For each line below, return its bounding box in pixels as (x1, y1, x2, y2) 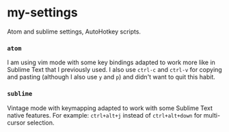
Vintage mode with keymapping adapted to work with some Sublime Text (7, 104, 213, 112)
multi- (203, 111, 221, 119)
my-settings (7, 5, 78, 21)
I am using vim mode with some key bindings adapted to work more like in (7, 58, 215, 66)
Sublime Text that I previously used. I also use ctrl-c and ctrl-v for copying (7, 66, 222, 74)
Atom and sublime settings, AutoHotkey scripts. (7, 27, 142, 36)
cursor (7, 118, 26, 127)
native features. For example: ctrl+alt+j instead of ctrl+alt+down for (7, 111, 202, 119)
